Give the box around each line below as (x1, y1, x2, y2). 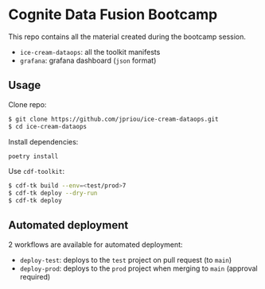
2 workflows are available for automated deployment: (8, 240, 183, 249)
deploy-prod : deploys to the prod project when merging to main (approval (19, 264, 258, 273)
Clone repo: (8, 99, 47, 109)
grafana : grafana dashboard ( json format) (19, 56, 157, 65)
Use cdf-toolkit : (8, 167, 65, 176)
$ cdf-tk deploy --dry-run (8, 189, 98, 198)
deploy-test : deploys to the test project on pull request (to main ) (19, 255, 232, 264)
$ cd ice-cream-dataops (8, 122, 88, 130)
